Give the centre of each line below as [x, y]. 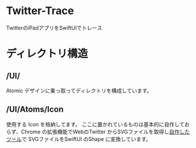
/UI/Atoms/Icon [35, 110]
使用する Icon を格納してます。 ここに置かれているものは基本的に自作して [95, 124]
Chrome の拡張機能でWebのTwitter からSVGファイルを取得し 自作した [105, 132]
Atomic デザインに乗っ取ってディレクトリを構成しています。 [79, 90]
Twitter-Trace [40, 11]
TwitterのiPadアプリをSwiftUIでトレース [54, 28]
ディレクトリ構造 [47, 54]
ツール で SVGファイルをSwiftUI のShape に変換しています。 [79, 139]
